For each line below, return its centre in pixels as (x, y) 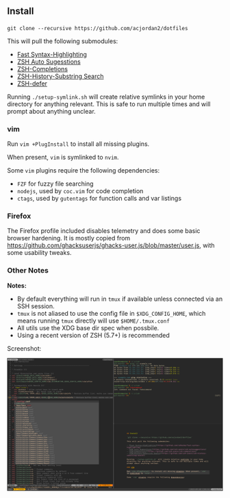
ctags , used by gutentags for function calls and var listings (99, 199)
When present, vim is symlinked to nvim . (63, 158)
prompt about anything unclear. (51, 111)
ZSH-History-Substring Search (60, 76)
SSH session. (36, 306)
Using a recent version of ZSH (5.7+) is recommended (93, 335)
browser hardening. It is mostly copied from (69, 238)
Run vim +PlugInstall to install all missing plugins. (78, 144)
